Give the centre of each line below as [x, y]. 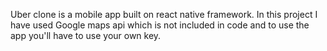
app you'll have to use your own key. [86, 35]
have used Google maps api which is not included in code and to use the [160, 25]
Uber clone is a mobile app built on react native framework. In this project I [164, 14]
